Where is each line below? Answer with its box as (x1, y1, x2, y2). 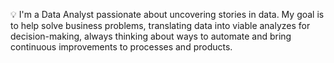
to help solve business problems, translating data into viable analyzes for (10, 20, 311, 31)
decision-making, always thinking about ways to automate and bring (10, 30, 292, 42)
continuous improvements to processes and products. (10, 41, 233, 53)
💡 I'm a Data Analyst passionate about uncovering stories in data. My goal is (10, 9, 325, 20)
